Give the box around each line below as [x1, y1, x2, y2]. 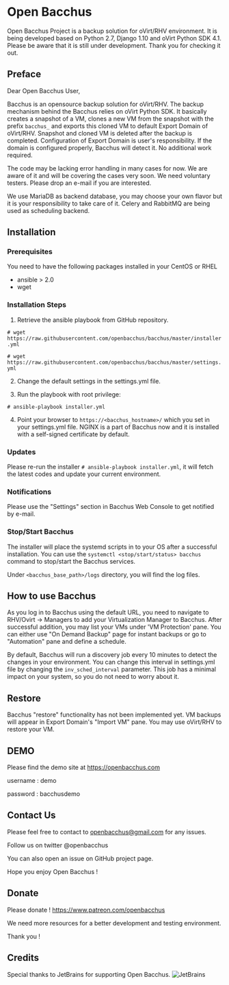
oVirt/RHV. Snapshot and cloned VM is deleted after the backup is [7, 129, 193, 137]
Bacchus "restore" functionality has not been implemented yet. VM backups [7, 710, 221, 719]
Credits [7, 952, 40, 964]
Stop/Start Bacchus [7, 527, 74, 536]
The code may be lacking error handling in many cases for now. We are [7, 164, 208, 172]
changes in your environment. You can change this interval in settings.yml [7, 658, 215, 666]
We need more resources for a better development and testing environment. [7, 919, 221, 927]
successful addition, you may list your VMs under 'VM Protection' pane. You [7, 623, 221, 631]
